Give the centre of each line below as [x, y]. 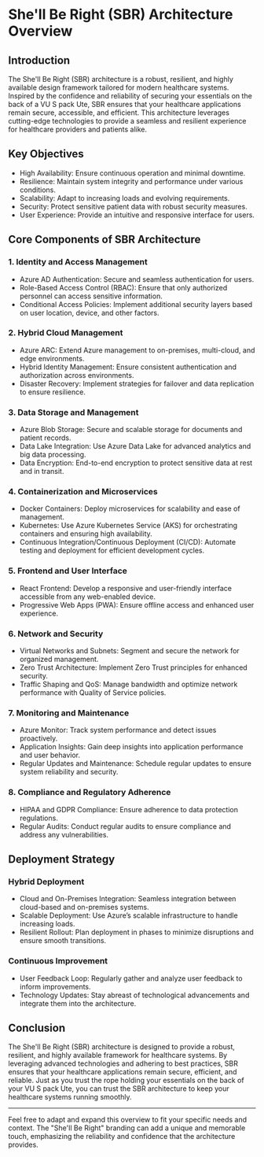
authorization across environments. [77, 375]
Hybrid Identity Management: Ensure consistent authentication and [128, 367]
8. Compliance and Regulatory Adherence [90, 793]
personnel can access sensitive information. [91, 296]
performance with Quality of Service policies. [93, 692]
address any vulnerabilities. [64, 834]
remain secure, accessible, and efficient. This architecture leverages [119, 113]
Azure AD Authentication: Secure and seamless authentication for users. [137, 279]
